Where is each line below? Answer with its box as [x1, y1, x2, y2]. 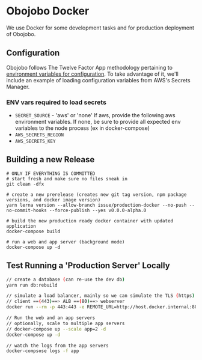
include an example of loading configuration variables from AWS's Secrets [6, 76, 191, 84]
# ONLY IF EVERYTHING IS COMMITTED [6, 170, 96, 177]
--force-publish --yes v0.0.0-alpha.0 [49, 207, 147, 213]
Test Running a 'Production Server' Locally [6, 260, 170, 271]
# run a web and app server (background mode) [6, 239, 125, 245]
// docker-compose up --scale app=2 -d [6, 326, 106, 332]
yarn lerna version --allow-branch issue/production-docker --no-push [6, 202, 187, 208]
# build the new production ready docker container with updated [6, 218, 173, 224]
